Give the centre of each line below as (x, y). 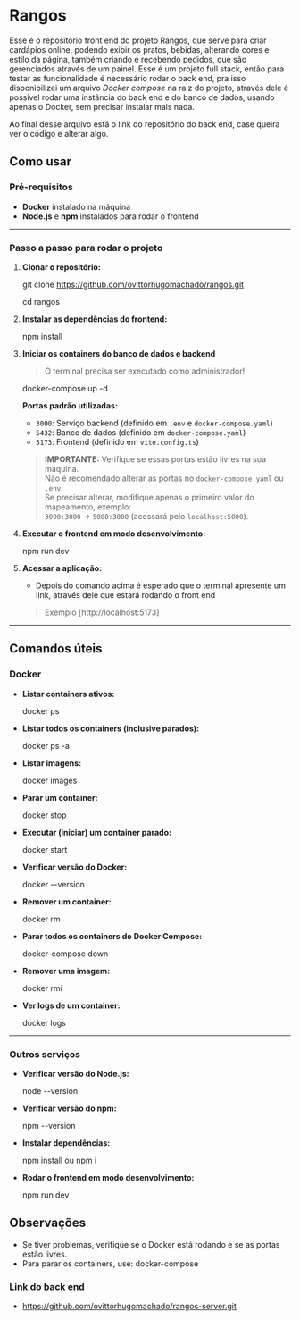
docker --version (53, 884)
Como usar (41, 162)
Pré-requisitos (41, 187)
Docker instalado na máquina (76, 206)
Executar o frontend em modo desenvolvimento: (114, 534)
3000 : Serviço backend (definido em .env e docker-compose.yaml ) (154, 423)
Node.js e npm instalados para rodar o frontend (110, 216)
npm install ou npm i (59, 1160)
